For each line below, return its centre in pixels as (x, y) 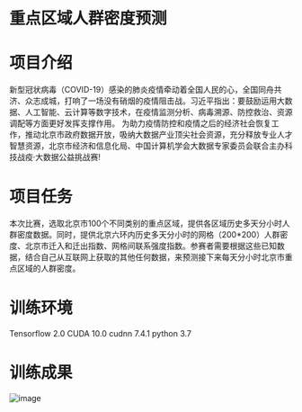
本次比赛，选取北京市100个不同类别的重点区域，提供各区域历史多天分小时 (146, 224)
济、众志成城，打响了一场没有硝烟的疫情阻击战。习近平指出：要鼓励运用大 (147, 101)
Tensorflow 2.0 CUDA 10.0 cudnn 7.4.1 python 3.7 (100, 333)
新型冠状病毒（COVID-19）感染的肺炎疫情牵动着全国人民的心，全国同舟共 (146, 90)
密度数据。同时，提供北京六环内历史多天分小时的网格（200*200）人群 (148, 235)
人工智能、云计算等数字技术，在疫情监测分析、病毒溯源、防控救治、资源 (159, 112)
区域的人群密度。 (49, 269)
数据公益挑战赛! (72, 157)
